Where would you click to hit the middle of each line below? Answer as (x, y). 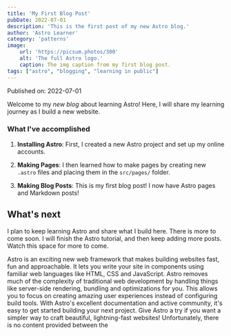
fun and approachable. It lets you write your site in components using (106, 266)
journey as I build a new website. (54, 112)
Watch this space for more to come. (58, 246)
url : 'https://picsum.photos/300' (69, 52)
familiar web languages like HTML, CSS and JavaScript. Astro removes (108, 273)
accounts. (31, 151)
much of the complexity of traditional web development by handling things (113, 281)
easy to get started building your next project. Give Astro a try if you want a (114, 310)
